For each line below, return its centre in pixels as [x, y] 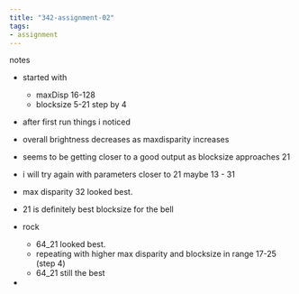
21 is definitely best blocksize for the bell [98, 209]
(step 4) [50, 263]
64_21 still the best [70, 273]
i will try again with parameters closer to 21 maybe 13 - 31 [129, 175]
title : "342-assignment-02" [62, 18]
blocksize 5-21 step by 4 [82, 105]
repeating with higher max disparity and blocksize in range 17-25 [156, 254]
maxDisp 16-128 [66, 95]
